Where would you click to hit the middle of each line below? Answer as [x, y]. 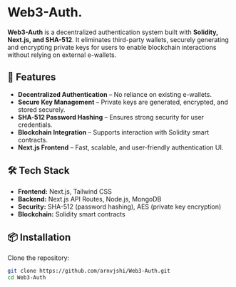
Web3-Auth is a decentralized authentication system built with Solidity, [113, 32]
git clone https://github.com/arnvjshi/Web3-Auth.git [89, 271]
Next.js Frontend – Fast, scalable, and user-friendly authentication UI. [120, 147]
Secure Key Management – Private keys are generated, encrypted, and [123, 102]
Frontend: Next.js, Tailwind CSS [65, 191]
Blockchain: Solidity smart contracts [72, 214]
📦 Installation [39, 237]
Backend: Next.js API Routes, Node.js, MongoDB [89, 199]
